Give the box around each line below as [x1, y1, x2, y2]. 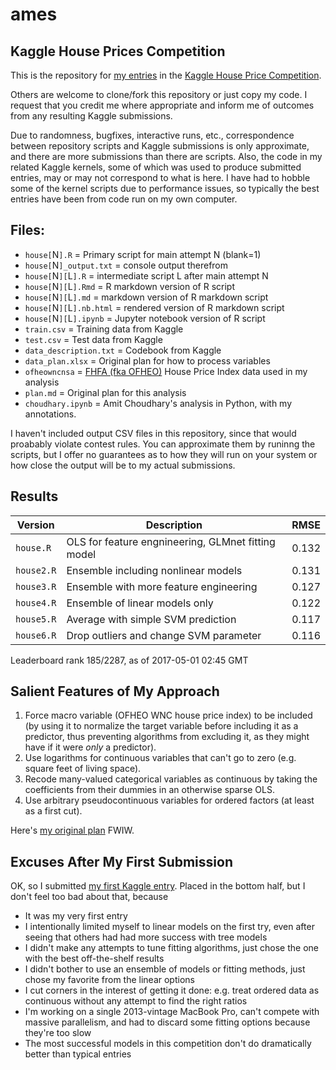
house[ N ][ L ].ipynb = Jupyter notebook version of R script [24, 312, 266, 324]
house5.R [15, 613, 57, 625]
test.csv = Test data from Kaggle [24, 333, 163, 345]
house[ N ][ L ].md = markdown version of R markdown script [24, 291, 269, 303]
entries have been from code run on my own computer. [10, 193, 238, 205]
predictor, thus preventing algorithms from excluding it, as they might [24, 731, 310, 743]
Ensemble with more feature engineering [66, 579, 258, 593]
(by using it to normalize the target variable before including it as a [24, 720, 299, 732]
